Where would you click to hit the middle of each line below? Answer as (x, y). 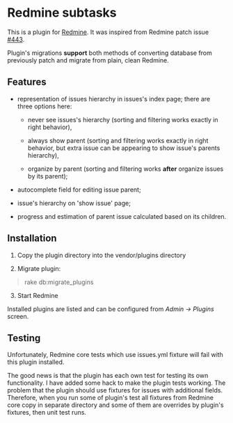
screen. (18, 316)
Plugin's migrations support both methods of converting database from (110, 53)
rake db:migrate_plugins (59, 282)
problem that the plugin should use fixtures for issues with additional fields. (115, 390)
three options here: (45, 106)
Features (27, 82)
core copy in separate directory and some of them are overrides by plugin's (115, 405)
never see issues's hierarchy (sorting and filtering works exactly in (123, 119)
